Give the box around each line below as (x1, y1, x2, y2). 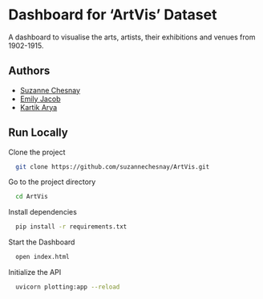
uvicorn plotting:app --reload (15, 283, 120, 291)
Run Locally (8, 126, 68, 140)
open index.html (15, 253, 70, 261)
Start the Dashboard (8, 237, 75, 247)
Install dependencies (8, 207, 78, 217)
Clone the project (8, 147, 66, 157)
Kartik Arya (19, 102, 58, 112)
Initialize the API (8, 268, 62, 277)
